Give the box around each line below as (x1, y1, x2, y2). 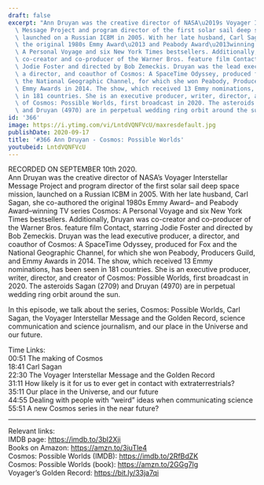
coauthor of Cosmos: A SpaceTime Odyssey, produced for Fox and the (8, 240, 237, 249)
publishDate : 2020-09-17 (8, 128, 90, 136)
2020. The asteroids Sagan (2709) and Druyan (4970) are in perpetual (8, 281, 236, 291)
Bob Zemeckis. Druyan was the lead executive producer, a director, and (8, 231, 240, 241)
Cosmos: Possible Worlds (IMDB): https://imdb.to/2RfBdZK (8, 451, 199, 461)
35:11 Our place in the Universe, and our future (8, 387, 159, 397)
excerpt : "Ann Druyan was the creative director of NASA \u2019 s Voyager (8, 19, 251, 27)
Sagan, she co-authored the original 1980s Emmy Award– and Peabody (8, 198, 239, 208)
